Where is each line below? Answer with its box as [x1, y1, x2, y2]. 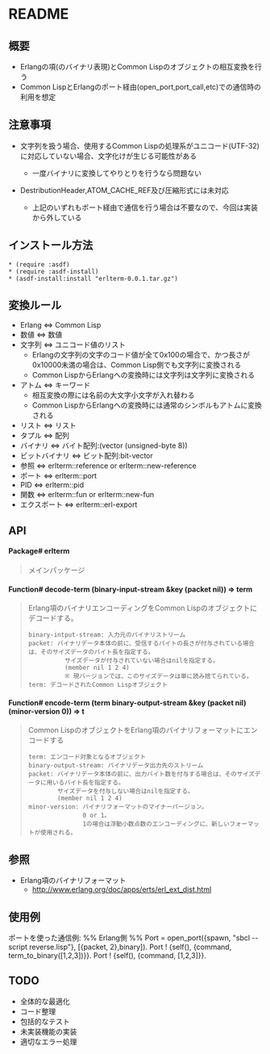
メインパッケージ [27, 566, 85, 575]
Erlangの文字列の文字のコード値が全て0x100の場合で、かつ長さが [31, 350, 250, 360]
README [8, 5, 69, 23]
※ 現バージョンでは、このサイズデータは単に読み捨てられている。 [64, 672, 253, 680]
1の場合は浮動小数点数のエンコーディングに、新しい [82, 820, 230, 828]
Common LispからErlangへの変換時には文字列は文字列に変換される [31, 370, 255, 380]
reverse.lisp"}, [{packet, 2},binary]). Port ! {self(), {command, [29, 942, 232, 952]
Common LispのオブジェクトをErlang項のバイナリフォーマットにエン [27, 726, 258, 735]
